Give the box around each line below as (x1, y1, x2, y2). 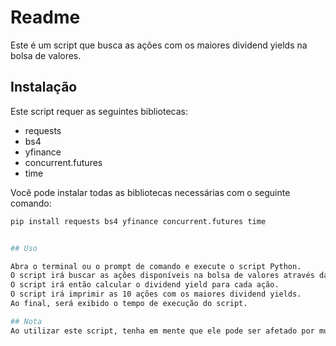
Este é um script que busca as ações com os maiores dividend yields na (10, 39, 308, 51)
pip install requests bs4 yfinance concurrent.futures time (10, 216, 267, 226)
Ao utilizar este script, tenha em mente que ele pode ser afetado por (10, 326, 315, 336)
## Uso (10, 243, 38, 253)
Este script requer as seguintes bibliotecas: (10, 105, 188, 117)
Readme (10, 6, 81, 29)
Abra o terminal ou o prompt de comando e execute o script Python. (10, 261, 302, 271)
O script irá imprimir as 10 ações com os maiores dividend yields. (10, 289, 302, 300)
